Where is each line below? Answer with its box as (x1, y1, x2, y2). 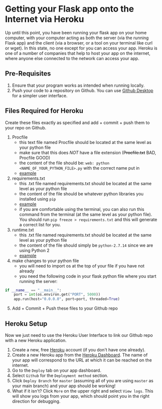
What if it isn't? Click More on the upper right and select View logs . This (12, 388, 154, 393)
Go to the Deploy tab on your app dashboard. (12, 367, 102, 373)
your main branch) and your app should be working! (12, 383, 116, 389)
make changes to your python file (12, 258, 79, 264)
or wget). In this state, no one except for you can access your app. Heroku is (5, 45, 158, 51)
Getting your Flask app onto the (5, 3, 134, 15)
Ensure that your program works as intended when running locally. (12, 82, 145, 88)
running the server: (19, 278, 58, 284)
